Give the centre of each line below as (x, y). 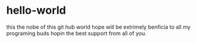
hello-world (36, 10)
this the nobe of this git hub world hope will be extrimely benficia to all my (98, 27)
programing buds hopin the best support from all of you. (76, 33)
